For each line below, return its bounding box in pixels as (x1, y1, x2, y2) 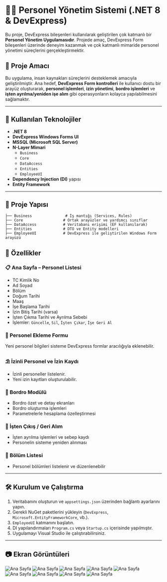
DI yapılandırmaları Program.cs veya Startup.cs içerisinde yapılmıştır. (12, 525, 153, 531)
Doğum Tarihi (12, 293, 40, 299)
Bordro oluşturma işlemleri (12, 405, 67, 411)
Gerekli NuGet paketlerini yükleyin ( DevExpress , (12, 509, 108, 515)
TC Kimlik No (12, 277, 40, 283)
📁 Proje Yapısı (5, 200, 49, 208)
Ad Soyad (12, 283, 33, 289)
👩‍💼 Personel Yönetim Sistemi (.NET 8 (5, 4, 161, 16)
